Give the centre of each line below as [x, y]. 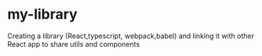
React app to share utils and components [74, 44]
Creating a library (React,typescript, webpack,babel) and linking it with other [131, 36]
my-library [42, 14]
